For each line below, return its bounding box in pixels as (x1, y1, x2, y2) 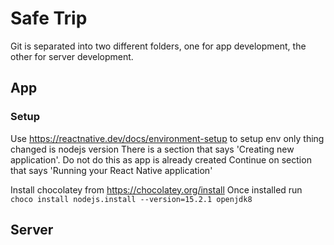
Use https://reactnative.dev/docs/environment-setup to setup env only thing (10, 132, 325, 144)
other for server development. (10, 50, 134, 62)
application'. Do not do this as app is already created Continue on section (10, 153, 312, 166)
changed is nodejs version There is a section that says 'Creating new (10, 143, 295, 155)
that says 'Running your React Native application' (10, 164, 213, 176)
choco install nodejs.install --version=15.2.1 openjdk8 (10, 194, 253, 204)
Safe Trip (10, 7, 88, 30)
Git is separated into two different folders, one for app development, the (10, 40, 307, 52)
